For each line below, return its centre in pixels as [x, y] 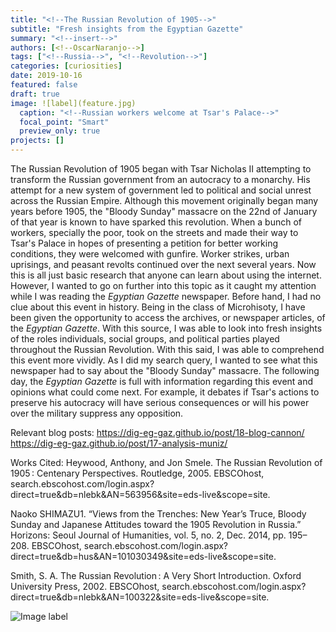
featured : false [44, 85]
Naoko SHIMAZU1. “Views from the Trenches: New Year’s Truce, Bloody [158, 514]
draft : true [35, 94]
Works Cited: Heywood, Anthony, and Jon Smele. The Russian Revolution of [166, 462]
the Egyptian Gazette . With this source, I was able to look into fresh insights [166, 328]
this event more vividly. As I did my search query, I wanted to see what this [164, 360]
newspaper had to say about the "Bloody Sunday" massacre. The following [165, 370]
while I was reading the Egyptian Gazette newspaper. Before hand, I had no [166, 296]
